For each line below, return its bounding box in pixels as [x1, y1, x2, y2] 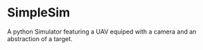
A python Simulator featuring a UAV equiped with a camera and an [7, 27, 197, 36]
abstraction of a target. [7, 34, 73, 42]
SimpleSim [7, 5, 71, 21]
